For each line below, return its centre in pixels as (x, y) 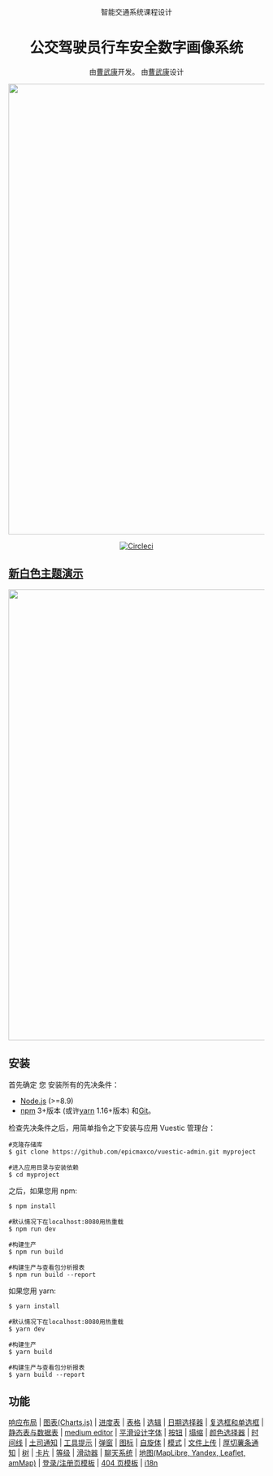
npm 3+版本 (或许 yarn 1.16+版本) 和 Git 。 (88, 1110)
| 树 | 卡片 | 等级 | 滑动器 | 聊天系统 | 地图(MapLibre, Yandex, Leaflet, (132, 1453)
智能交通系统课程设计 (136, 12)
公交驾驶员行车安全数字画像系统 (136, 48)
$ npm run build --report (52, 1275)
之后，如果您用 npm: (43, 1190)
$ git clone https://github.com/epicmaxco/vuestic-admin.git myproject (132, 1152)
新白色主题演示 (46, 574)
